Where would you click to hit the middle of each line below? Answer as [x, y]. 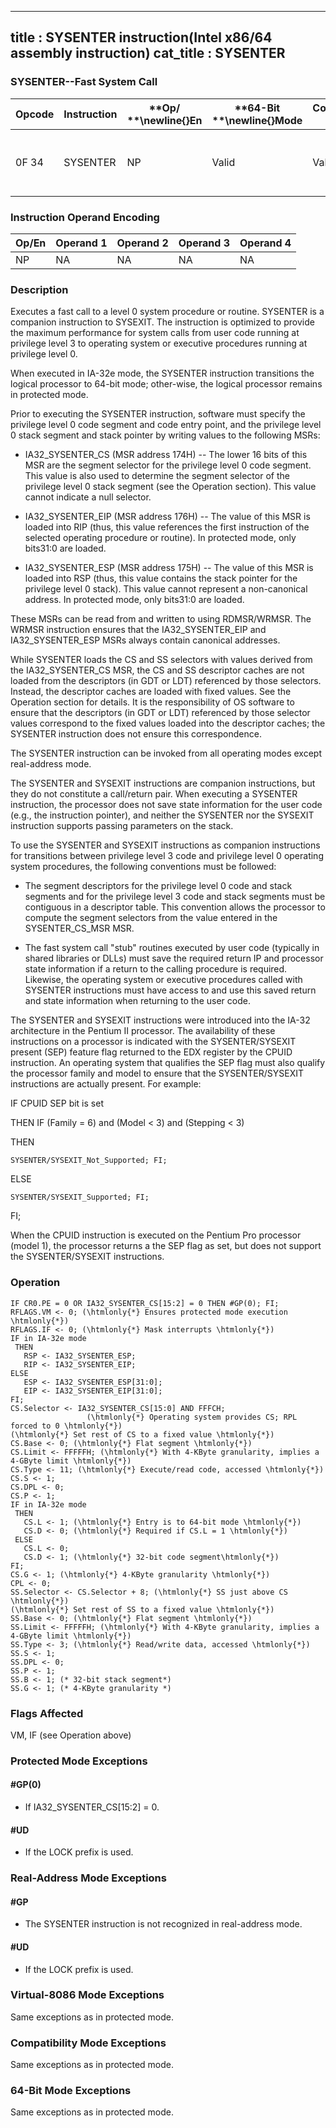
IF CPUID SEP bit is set [57, 1103]
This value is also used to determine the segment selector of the [157, 476]
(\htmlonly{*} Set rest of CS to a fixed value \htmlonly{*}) [142, 1434]
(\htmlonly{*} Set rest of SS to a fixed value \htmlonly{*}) [142, 1609]
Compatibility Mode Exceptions [88, 2043]
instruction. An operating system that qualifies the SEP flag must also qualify [168, 1063]
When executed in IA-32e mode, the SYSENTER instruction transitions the [162, 373]
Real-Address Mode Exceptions [88, 1878]
